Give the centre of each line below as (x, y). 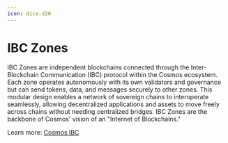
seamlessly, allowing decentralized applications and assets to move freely (113, 104)
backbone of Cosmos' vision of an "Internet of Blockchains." (94, 119)
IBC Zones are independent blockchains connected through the (98, 67)
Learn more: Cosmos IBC (43, 132)
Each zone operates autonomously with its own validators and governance (114, 82)
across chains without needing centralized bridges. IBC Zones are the (107, 111)
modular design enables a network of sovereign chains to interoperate (108, 96)
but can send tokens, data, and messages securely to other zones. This (110, 89)
